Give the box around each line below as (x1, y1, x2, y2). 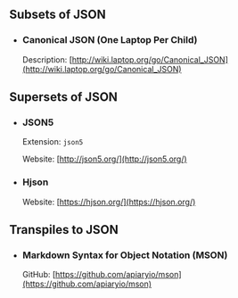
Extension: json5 (21, 137, 84, 147)
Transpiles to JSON (9, 222, 119, 237)
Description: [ (21, 54, 73, 65)
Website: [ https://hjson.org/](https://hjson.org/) (21, 196, 196, 207)
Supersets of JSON (9, 89, 119, 105)
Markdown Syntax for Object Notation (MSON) (21, 249, 228, 261)
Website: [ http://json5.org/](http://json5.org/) (21, 153, 187, 164)
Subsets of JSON (9, 7, 107, 22)
